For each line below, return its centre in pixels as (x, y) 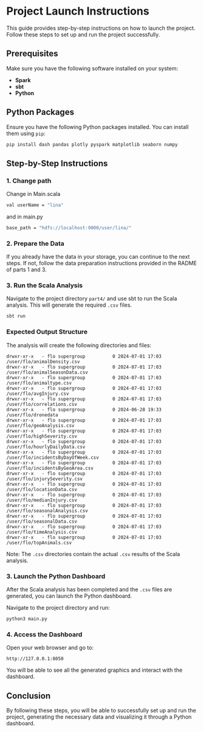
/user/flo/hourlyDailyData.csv (46, 447)
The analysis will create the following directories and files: (79, 345)
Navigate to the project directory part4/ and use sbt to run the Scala (92, 299)
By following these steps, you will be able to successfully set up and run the (101, 710)
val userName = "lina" (35, 205)
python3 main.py (27, 619)
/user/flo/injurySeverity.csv (45, 479)
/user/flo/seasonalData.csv (42, 521)
